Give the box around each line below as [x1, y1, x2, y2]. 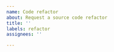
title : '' [6, 20, 32, 26]
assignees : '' [6, 31, 43, 37]
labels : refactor [6, 25, 51, 32]
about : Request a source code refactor [6, 15, 108, 21]
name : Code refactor [6, 8, 59, 15]
